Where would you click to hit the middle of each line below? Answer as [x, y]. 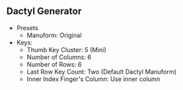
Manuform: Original [54, 35]
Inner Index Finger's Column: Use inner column [94, 79]
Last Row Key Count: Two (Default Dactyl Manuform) [101, 71]
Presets [27, 27]
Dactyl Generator [44, 11]
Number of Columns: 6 [59, 57]
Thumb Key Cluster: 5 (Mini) [66, 49]
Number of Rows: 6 [54, 64]
